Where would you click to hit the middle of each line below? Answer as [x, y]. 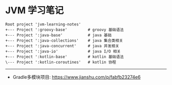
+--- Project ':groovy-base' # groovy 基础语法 [64, 30]
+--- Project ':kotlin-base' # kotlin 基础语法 [64, 56]
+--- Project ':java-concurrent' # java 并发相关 [62, 46]
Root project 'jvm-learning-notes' [43, 24]
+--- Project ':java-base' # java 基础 [58, 35]
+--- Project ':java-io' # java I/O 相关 [63, 51]
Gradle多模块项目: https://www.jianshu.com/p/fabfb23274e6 [77, 77]
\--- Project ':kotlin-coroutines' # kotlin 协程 [61, 62]
